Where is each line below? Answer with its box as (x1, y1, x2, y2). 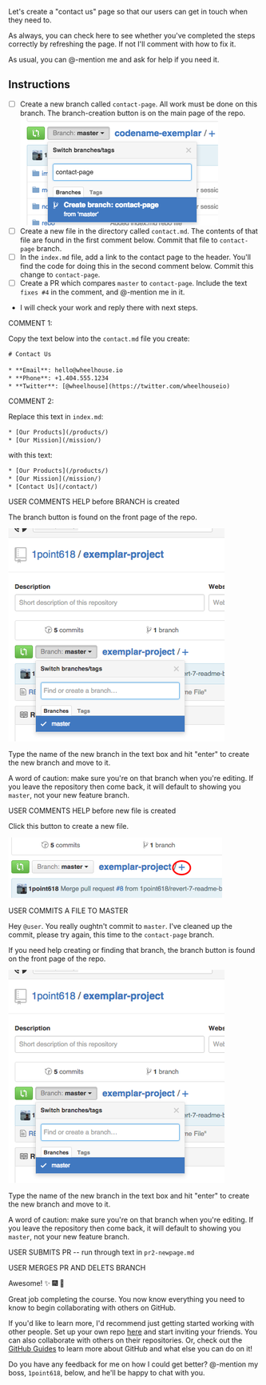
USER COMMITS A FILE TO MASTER (8, 906, 129, 915)
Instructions (8, 78, 70, 91)
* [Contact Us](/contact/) (8, 483, 98, 491)
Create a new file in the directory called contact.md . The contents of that (19, 226, 258, 235)
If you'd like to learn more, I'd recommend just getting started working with (8, 1319, 254, 1328)
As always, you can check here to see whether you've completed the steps (8, 31, 256, 40)
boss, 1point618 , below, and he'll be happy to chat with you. (8, 1368, 205, 1378)
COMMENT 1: (8, 318, 53, 328)
